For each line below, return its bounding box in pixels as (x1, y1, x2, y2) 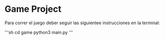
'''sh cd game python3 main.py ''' (4, 29, 73, 35)
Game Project (4, 3, 62, 15)
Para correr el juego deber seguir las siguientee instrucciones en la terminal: (4, 20, 160, 26)
